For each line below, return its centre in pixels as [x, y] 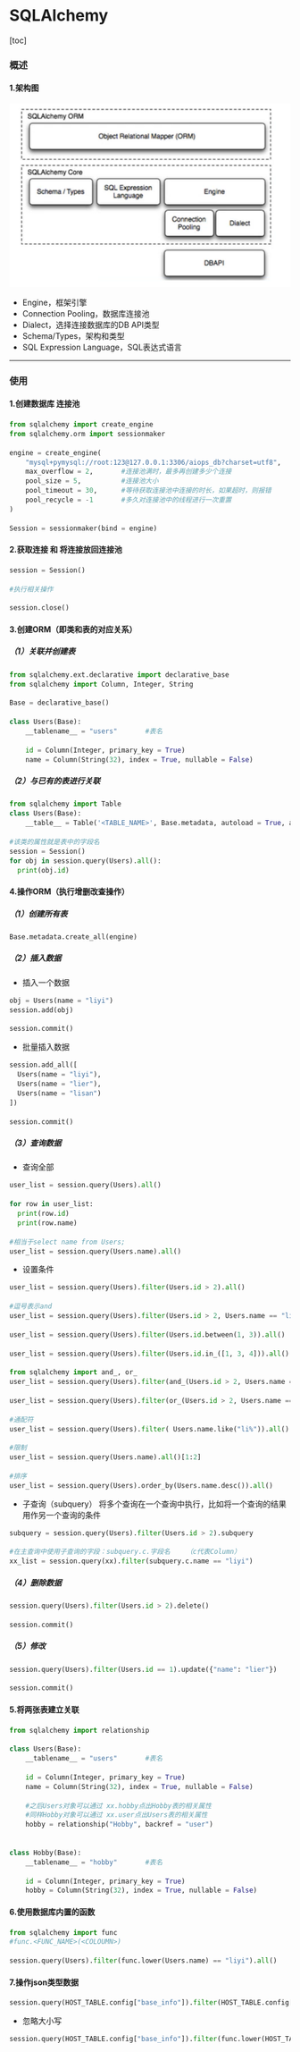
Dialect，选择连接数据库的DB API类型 [91, 325]
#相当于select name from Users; [67, 1242]
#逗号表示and [31, 1306]
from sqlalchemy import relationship [79, 1730]
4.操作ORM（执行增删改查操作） [69, 891]
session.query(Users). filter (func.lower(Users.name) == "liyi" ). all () [143, 1961]
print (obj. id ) [43, 870]
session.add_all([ [43, 1065]
